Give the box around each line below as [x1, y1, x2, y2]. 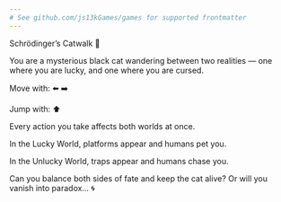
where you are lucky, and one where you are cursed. [9, 65, 205, 75]
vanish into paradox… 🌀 [9, 182, 95, 193]
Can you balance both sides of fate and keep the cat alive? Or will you [9, 172, 268, 184]
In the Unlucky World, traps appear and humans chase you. [9, 155, 229, 166]
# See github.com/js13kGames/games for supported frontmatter [9, 13, 247, 22]
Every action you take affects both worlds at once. [9, 120, 196, 131]
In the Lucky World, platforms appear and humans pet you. [9, 138, 227, 149]
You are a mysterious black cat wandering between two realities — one [9, 55, 273, 66]
